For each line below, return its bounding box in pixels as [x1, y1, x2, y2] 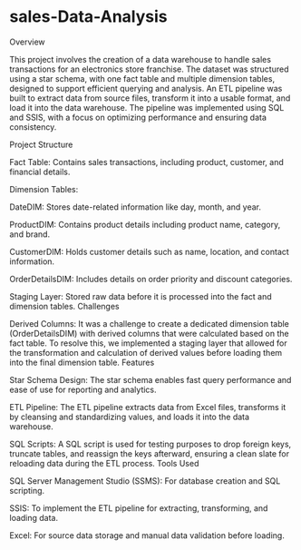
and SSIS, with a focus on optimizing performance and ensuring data [9, 112, 267, 123]
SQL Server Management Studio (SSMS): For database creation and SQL [9, 475, 281, 486]
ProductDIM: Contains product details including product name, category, [9, 219, 281, 230]
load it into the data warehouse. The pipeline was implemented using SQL [9, 102, 285, 113]
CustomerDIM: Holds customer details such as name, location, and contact [9, 246, 290, 257]
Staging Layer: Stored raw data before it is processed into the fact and [9, 290, 272, 301]
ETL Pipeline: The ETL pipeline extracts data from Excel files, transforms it [9, 401, 286, 412]
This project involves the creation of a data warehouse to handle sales [9, 54, 272, 64]
